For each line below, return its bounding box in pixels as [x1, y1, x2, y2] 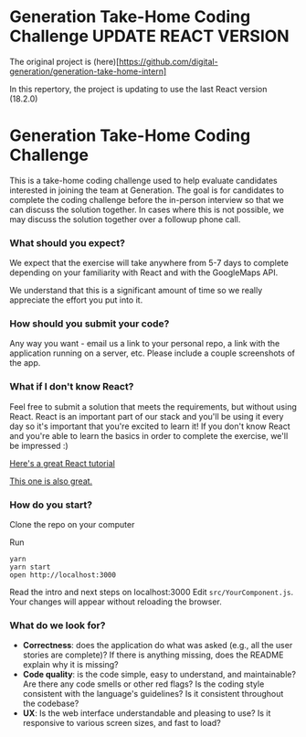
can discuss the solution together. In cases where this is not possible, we [9, 204, 285, 215]
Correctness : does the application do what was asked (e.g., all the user [22, 640, 293, 651]
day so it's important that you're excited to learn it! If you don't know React [9, 421, 290, 432]
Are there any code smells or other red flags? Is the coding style [22, 678, 265, 689]
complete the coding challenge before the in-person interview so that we [9, 194, 285, 205]
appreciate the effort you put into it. [9, 294, 143, 305]
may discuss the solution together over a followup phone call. [9, 213, 241, 225]
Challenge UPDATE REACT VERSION [9, 26, 290, 47]
